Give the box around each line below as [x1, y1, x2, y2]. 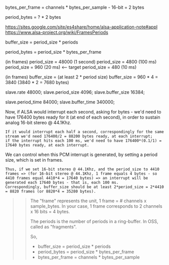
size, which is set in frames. [5, 157, 63, 163]
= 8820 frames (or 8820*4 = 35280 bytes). [5, 189, 96, 194]
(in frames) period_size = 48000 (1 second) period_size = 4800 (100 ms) [5, 59, 157, 65]
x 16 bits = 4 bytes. [30, 209, 70, 214]
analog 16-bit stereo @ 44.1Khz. [5, 120, 72, 126]
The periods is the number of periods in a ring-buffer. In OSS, [30, 218, 158, 224]
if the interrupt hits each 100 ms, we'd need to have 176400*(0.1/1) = [5, 138, 162, 143]
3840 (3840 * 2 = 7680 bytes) [5, 80, 69, 85]
